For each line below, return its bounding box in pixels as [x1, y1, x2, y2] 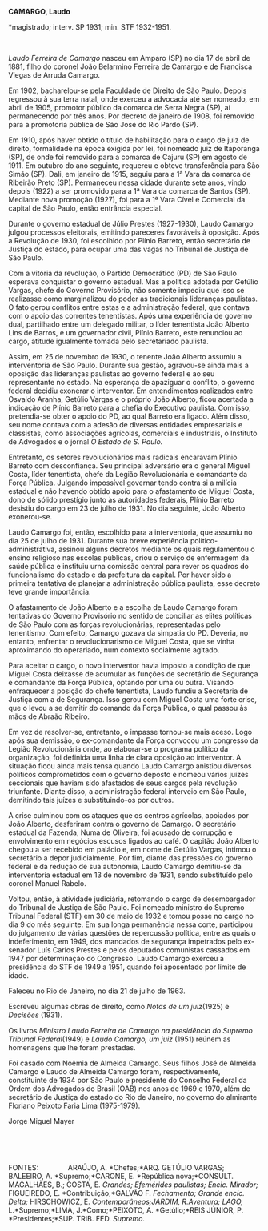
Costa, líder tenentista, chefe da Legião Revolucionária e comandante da [8, 470, 248, 479]
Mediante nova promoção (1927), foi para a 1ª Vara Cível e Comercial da [8, 195, 246, 204]
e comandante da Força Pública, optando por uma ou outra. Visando [8, 678, 234, 687]
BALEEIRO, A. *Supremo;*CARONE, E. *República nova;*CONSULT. [8, 1172, 234, 1181]
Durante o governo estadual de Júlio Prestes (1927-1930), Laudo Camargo [8, 219, 254, 228]
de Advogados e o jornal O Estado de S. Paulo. [8, 437, 163, 447]
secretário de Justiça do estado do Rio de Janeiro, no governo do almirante [8, 1093, 258, 1101]
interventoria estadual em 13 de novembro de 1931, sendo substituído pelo [8, 870, 254, 880]
